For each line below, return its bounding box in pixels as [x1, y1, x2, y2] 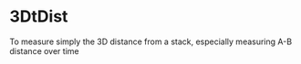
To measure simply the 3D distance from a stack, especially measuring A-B [9, 36, 293, 47]
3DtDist [9, 6, 68, 27]
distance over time [9, 45, 79, 56]
